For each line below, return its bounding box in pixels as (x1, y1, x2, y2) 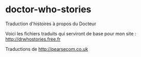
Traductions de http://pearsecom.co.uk (5, 46, 88, 52)
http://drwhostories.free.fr (5, 36, 61, 42)
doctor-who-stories (5, 4, 91, 15)
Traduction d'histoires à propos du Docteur (5, 21, 96, 27)
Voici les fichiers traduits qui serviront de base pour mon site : (5, 30, 136, 36)
